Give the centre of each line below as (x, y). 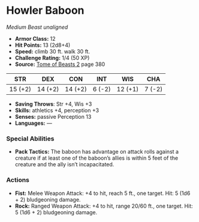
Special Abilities (30, 139)
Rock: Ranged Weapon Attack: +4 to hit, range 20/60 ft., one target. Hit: (104, 206)
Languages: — (33, 123)
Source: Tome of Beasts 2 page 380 (60, 64)
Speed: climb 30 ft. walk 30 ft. (52, 51)
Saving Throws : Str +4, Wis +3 (53, 104)
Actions (18, 180)
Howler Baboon (46, 10)
